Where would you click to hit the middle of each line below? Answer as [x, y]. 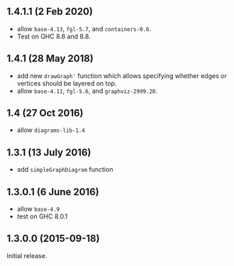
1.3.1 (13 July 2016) [49, 152]
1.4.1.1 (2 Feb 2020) [50, 12]
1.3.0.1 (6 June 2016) [53, 192]
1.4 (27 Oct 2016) [45, 113]
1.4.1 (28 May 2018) [50, 59]
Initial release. [27, 255]
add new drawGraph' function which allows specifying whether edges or [122, 76]
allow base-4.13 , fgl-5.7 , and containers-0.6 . [84, 28]
